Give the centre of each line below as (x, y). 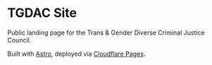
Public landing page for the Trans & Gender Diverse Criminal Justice (106, 32)
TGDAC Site (42, 13)
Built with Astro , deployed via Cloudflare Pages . (76, 54)
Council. (19, 40)
